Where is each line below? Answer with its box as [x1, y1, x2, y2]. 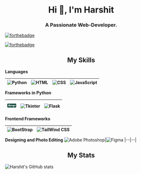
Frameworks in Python [5, 90, 52, 96]
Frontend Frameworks [5, 116, 51, 122]
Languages [5, 69, 28, 74]
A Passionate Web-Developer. [45, 22, 117, 29]
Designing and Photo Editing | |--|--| [5, 137, 137, 143]
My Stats [67, 151, 95, 159]
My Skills [67, 56, 96, 64]
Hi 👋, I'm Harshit [48, 4, 114, 15]
